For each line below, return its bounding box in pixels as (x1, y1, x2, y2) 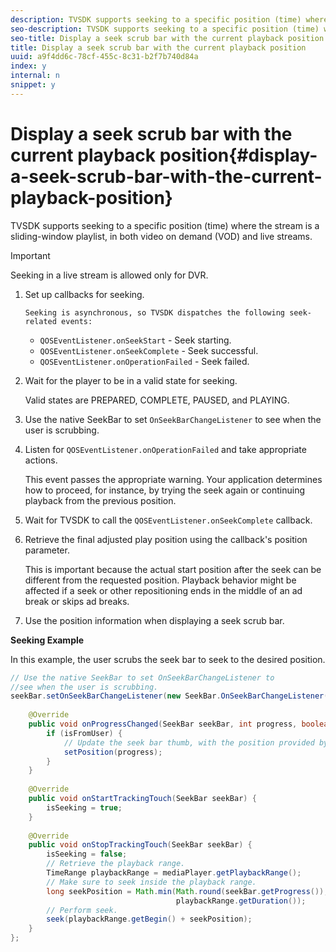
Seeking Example (10, 634, 85, 646)
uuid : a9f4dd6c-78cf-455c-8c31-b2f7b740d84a (10, 52, 199, 62)
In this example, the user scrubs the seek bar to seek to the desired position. (10, 653, 326, 665)
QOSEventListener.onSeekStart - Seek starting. (39, 334, 232, 346)
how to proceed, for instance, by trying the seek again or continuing (24, 484, 306, 496)
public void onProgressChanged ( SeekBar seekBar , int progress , (28, 719, 298, 730)
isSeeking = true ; (46, 802, 123, 813)
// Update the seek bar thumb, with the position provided (63, 737, 315, 748)
